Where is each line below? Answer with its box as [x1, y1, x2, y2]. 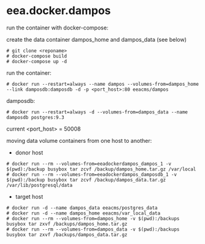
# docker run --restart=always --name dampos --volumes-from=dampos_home [6, 81, 199, 87]
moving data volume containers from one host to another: [6, 137, 152, 144]
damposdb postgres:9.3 [6, 114, 64, 120]
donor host [15, 148, 44, 156]
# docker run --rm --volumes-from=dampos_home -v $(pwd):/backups [6, 215, 180, 221]
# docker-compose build [6, 53, 68, 59]
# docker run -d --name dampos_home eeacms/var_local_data [6, 210, 161, 216]
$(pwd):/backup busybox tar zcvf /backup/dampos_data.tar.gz [6, 177, 166, 183]
